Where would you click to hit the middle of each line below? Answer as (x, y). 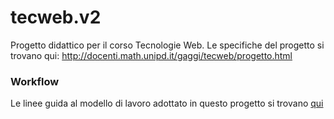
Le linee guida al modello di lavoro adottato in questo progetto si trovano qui (167, 103)
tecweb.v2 (56, 17)
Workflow (35, 81)
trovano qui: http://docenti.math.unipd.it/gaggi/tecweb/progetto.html (151, 55)
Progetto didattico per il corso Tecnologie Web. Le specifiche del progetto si (167, 45)
